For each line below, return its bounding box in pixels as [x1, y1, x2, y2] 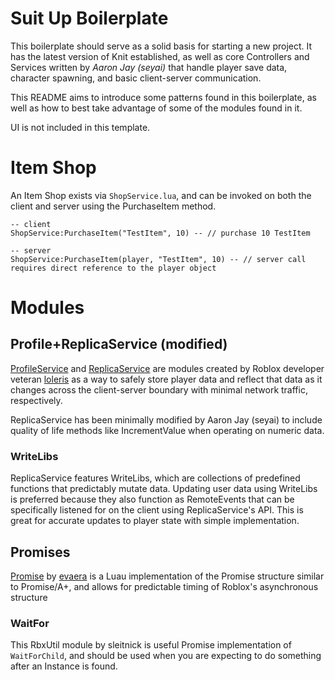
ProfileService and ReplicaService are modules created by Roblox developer [10, 362, 325, 374]
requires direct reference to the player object [10, 263, 217, 273]
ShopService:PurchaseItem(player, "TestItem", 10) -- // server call [10, 254, 307, 264]
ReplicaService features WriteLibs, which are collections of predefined [10, 472, 301, 484]
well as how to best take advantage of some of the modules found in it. [10, 102, 303, 114]
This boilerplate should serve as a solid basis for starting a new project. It [10, 40, 313, 52]
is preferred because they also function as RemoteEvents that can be [10, 493, 295, 506]
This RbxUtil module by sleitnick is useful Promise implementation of [10, 639, 292, 651]
